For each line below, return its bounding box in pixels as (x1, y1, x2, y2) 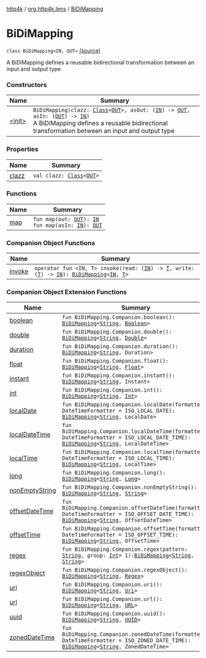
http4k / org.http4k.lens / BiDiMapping (6, 6, 104, 12)
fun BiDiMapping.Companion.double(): (62, 328, 172, 336)
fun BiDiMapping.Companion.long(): (62, 469, 166, 477)
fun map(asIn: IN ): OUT (32, 222, 102, 229)
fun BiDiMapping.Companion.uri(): (62, 581, 163, 588)
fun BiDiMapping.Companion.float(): (62, 358, 169, 365)
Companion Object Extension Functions (6, 288, 128, 297)
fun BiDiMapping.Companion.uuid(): (62, 610, 166, 618)
